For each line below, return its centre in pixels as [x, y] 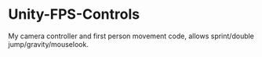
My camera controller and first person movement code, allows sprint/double [131, 36]
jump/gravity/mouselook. [48, 44]
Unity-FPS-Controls [74, 14]
